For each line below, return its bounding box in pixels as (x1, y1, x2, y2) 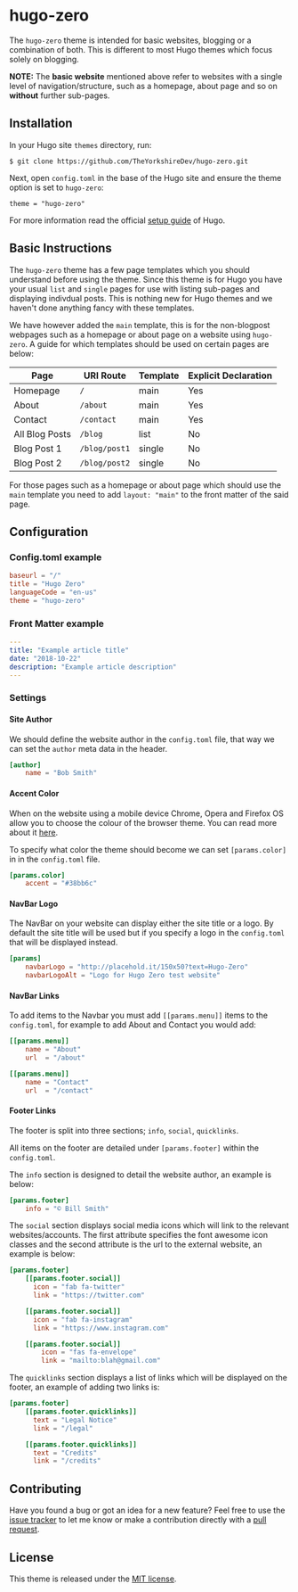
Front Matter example (9, 617, 105, 630)
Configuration (9, 524, 89, 540)
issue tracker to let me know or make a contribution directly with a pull (9, 1514, 267, 1525)
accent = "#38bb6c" (25, 879, 98, 888)
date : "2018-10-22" (9, 654, 82, 663)
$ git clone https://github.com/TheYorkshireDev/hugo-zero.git (9, 157, 249, 166)
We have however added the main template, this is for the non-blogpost (9, 319, 270, 330)
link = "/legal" (32, 1423, 93, 1432)
